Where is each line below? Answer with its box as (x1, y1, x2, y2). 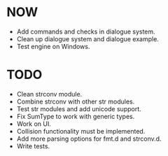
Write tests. (16, 141, 50, 150)
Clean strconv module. (16, 90, 83, 98)
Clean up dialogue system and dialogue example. (16, 34, 159, 43)
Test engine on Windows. (16, 42, 90, 50)
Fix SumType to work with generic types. (16, 112, 135, 120)
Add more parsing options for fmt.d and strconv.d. (16, 134, 162, 143)
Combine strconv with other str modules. (16, 97, 135, 106)
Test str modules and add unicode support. (16, 104, 141, 113)
